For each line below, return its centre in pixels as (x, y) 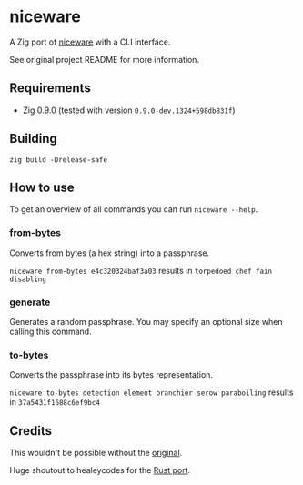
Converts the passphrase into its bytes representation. (111, 375)
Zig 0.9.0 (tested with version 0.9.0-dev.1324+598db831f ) (129, 110)
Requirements (50, 88)
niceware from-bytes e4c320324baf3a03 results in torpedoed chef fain (141, 270)
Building (33, 139)
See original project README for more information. (105, 59)
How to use (42, 187)
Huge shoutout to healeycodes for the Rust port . (100, 470)
